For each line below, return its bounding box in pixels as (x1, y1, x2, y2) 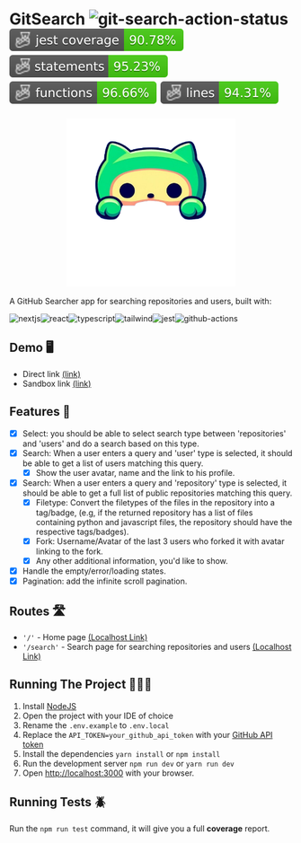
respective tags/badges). (35, 526, 129, 537)
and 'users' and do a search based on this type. (22, 438, 199, 449)
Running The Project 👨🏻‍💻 (9, 677, 153, 692)
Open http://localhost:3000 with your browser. (22, 768, 195, 778)
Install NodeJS (22, 700, 77, 711)
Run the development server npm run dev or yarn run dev (22, 758, 235, 768)
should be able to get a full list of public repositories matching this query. (22, 487, 293, 498)
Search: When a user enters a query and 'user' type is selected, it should (22, 447, 293, 458)
